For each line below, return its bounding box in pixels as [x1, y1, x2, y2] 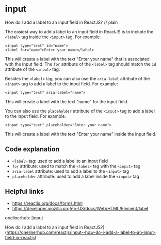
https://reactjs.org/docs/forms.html [12, 200, 83, 206]
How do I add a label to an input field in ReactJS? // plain [5, 19, 118, 25]
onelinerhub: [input [5, 214, 43, 221]
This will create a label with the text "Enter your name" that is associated [5, 56, 150, 61]
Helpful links [5, 187, 44, 196]
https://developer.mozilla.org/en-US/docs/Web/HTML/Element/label [12, 205, 149, 211]
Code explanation [5, 145, 60, 153]
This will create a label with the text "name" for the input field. [5, 98, 129, 105]
